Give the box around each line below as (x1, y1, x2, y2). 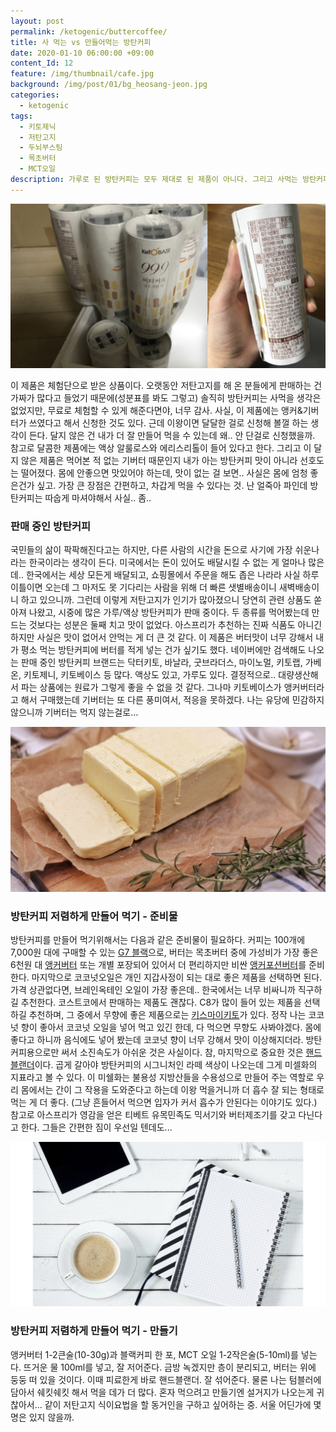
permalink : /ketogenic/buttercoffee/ (10, 26, 168, 37)
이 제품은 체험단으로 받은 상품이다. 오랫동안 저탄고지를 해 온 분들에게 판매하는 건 (10, 380, 323, 392)
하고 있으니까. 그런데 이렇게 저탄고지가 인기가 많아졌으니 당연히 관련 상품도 (20, 594, 312, 606)
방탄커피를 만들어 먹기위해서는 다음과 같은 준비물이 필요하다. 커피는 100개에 (10, 933, 306, 945)
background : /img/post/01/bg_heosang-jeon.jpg (10, 80, 208, 90)
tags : (10, 111, 33, 121)
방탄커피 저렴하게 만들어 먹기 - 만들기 (10, 1324, 178, 1338)
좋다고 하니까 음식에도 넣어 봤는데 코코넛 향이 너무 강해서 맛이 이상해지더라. (10, 1033, 304, 1045)
